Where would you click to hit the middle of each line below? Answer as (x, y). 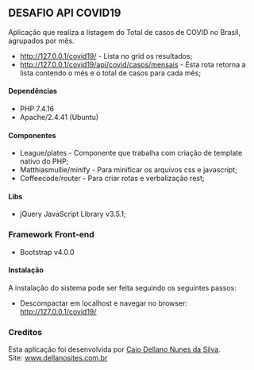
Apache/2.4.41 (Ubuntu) (59, 118)
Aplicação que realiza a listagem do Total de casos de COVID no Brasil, (124, 32)
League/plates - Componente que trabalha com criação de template (131, 153)
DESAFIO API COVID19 (65, 13)
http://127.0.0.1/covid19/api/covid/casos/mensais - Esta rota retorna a (133, 64)
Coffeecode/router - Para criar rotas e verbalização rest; (112, 179)
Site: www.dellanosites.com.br (58, 358)
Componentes (33, 135)
